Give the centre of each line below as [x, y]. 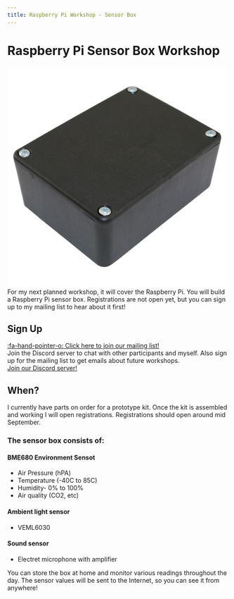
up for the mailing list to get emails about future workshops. [94, 361]
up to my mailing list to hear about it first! [67, 307]
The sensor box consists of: [56, 440]
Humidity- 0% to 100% [51, 488]
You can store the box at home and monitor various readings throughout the [117, 573]
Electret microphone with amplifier [67, 559]
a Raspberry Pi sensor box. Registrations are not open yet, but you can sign [117, 299]
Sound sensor [28, 543]
